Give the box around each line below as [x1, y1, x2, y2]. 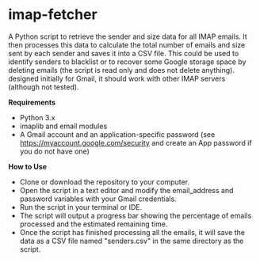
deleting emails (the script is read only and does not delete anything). [8, 65, 235, 74]
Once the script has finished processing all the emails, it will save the [19, 227, 246, 237]
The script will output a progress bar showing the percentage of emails [19, 211, 252, 220]
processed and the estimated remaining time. [19, 219, 168, 229]
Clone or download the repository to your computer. [19, 177, 190, 187]
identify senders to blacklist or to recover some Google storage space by [8, 57, 247, 66]
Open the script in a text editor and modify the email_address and [19, 185, 234, 195]
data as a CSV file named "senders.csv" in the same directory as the [19, 236, 244, 245]
